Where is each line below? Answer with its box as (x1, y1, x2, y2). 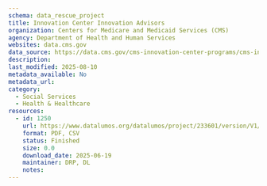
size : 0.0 (22, 144, 56, 152)
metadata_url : (8, 78, 56, 85)
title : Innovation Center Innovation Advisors (8, 19, 165, 27)
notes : (22, 166, 44, 174)
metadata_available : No (8, 70, 87, 78)
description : (8, 56, 52, 64)
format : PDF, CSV (22, 129, 80, 137)
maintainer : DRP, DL (22, 159, 91, 167)
